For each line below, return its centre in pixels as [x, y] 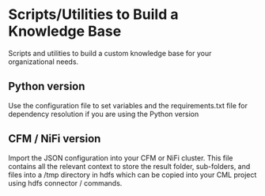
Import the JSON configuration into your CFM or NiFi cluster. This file [121, 158]
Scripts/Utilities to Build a [93, 15]
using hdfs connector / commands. [65, 183]
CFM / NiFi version [55, 139]
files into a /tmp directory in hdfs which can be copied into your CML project [132, 175]
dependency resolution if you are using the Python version [104, 114]
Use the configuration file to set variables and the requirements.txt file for [128, 105]
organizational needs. [44, 62]
